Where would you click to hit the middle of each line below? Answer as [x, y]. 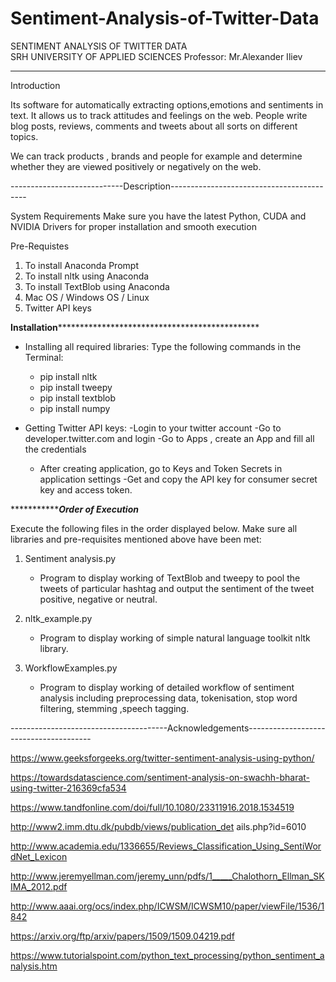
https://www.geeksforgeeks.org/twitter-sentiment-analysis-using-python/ [162, 758]
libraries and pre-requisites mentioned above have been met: [136, 539]
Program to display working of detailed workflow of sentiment [167, 687]
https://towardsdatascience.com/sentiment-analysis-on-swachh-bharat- [160, 777]
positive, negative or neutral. [98, 599]
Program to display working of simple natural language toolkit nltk [175, 638]
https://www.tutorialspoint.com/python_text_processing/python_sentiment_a [167, 955]
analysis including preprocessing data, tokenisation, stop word [168, 698]
